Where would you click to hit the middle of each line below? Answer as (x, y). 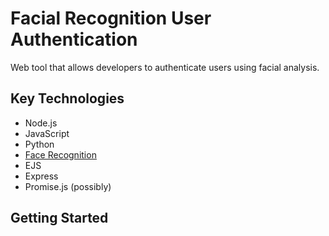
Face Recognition (60, 154)
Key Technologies (67, 98)
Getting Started (59, 218)
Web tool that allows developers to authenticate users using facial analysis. (165, 67)
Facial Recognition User (111, 18)
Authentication (74, 39)
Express (41, 176)
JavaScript (47, 133)
